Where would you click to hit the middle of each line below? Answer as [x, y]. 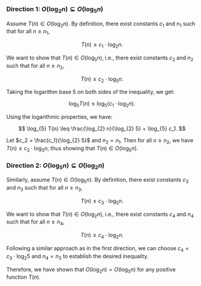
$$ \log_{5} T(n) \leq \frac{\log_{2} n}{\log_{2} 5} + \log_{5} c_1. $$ [102, 128]
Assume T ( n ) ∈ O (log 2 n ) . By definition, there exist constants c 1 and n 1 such [101, 24]
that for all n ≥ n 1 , [28, 32]
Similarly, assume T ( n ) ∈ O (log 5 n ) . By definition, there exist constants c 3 [97, 181]
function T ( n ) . [23, 277]
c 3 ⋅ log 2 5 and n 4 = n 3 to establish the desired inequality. [77, 257]
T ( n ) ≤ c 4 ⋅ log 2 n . [102, 236]
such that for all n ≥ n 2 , [36, 66]
